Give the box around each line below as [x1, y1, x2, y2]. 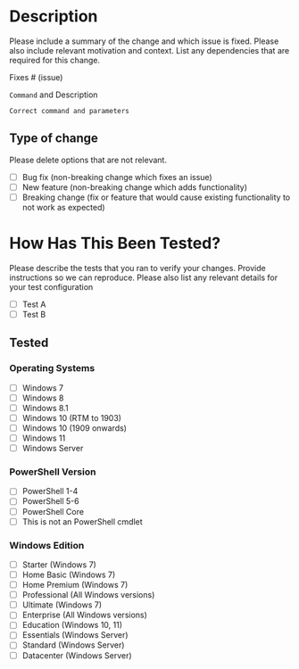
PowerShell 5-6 [21, 496, 79, 507]
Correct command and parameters [9, 106, 129, 115]
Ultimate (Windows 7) [21, 599, 103, 610]
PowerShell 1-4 [21, 486, 79, 497]
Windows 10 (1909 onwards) [21, 422, 128, 434]
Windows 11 [21, 433, 66, 443]
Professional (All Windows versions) [21, 590, 155, 600]
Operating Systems [9, 362, 96, 375]
